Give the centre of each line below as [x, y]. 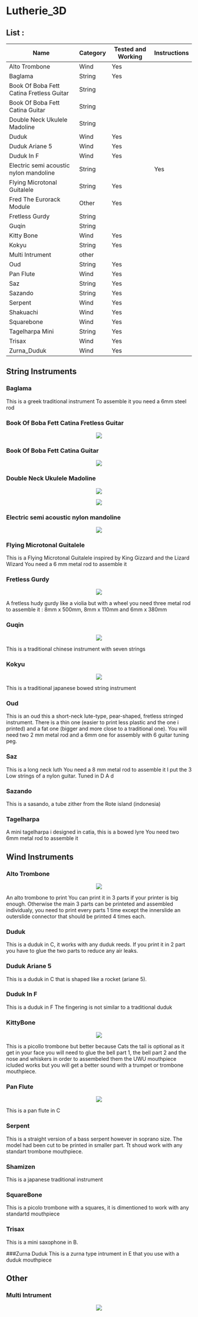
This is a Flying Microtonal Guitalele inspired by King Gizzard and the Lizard [98, 558]
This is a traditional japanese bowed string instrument [71, 688]
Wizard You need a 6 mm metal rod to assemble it [67, 564]
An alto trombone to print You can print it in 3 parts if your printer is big [92, 897]
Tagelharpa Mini [32, 331]
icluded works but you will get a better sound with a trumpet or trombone [95, 1065]
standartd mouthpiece [33, 1214]
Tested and [130, 49]
